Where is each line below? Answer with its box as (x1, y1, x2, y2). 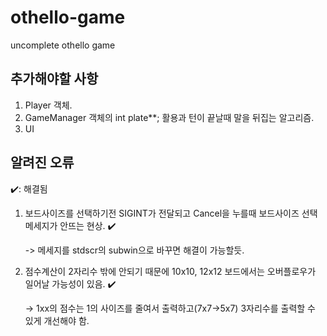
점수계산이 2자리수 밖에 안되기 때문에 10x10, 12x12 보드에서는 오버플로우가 (24, 265, 317, 277)
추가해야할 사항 (10, 71, 99, 88)
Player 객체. (24, 99, 73, 111)
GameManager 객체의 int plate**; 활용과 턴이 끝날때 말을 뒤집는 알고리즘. (24, 111, 315, 123)
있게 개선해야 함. (24, 314, 90, 326)
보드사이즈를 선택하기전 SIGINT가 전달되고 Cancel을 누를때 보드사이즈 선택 (24, 207, 318, 219)
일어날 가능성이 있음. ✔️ (24, 277, 117, 290)
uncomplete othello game (10, 39, 116, 51)
